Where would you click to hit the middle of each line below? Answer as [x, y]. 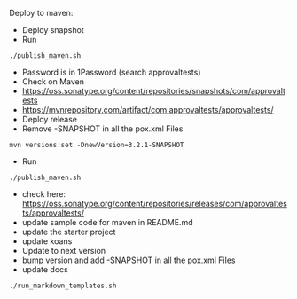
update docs [45, 269]
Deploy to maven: [41, 13]
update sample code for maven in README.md [107, 222]
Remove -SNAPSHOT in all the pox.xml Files [102, 129]
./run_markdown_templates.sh [63, 286]
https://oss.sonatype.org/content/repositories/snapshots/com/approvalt [154, 91]
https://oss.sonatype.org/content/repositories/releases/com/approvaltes [155, 204]
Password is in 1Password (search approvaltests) [111, 72]
